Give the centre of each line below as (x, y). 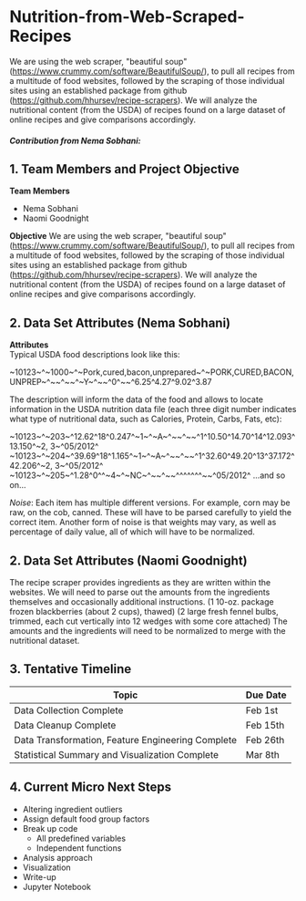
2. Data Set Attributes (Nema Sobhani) (120, 322)
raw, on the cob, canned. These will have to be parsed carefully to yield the (151, 513)
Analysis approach (57, 857)
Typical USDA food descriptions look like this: (95, 355)
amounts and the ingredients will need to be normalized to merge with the (148, 630)
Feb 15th (265, 725)
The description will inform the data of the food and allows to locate (137, 399)
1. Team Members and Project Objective (124, 169)
